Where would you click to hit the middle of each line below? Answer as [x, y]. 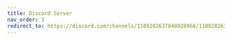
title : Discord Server [40, 13]
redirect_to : [26, 26]
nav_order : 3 [26, 20]
